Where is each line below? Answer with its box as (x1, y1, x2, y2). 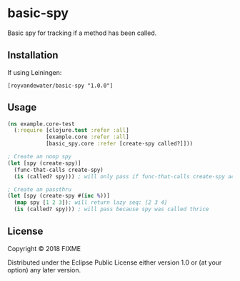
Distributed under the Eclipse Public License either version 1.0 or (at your (7, 258, 222, 267)
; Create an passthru (7, 185, 72, 193)
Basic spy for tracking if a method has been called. (7, 29, 157, 37)
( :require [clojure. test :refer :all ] (14, 127, 130, 134)
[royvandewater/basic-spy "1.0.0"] (7, 82, 114, 89)
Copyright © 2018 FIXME (7, 244, 81, 252)
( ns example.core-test (7, 120, 75, 128)
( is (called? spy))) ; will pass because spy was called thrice (14, 205, 209, 213)
